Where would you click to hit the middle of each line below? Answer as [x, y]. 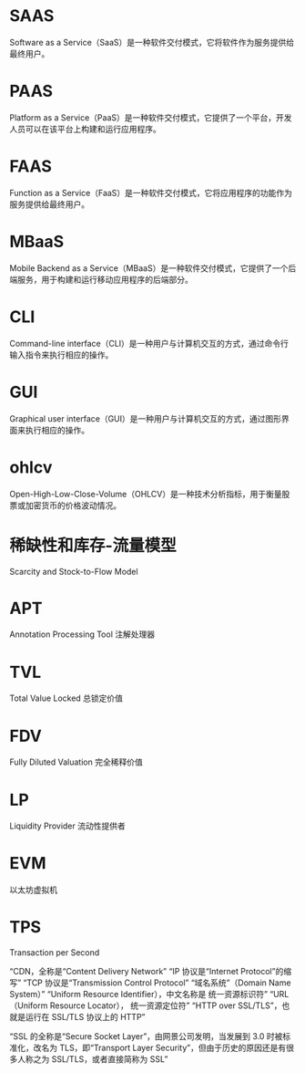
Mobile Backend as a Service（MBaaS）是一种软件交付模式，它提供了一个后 [153, 268]
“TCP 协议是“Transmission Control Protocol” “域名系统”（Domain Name [157, 983]
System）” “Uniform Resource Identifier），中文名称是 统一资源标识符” [139, 995]
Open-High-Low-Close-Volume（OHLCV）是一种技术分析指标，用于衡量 [146, 494]
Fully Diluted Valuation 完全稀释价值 [76, 762]
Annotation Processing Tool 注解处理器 [82, 634]
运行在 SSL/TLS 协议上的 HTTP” [85, 1017]
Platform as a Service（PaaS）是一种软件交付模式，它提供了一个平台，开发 [151, 117]
